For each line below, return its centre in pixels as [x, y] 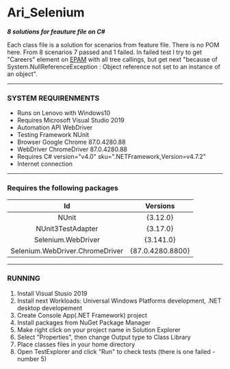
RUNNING [24, 279]
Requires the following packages [63, 188]
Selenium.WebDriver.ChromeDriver [67, 251]
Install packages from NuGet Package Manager [84, 322]
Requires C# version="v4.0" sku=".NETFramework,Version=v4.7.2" [112, 157]
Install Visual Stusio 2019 [52, 293]
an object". [22, 74]
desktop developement [49, 308]
